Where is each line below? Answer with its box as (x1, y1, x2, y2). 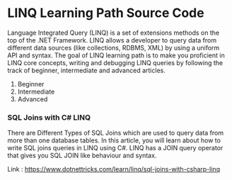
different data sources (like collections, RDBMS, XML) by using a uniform (7, 43, 220, 52)
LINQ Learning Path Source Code (7, 5, 204, 21)
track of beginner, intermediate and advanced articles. (7, 66, 166, 74)
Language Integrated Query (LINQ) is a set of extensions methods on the (7, 28, 220, 37)
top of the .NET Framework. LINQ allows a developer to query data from (7, 35, 217, 44)
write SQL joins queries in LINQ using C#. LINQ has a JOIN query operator (7, 144, 224, 152)
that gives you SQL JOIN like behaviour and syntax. (7, 151, 157, 160)
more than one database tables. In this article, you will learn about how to (7, 136, 221, 145)
